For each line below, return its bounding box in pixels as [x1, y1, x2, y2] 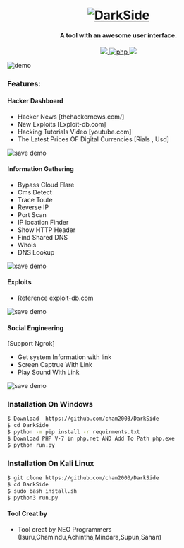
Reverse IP [17, 203, 49, 211]
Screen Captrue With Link [17, 361, 93, 369]
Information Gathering [7, 165, 74, 173]
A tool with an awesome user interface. [59, 31, 178, 40]
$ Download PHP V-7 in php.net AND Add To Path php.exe [7, 435, 175, 443]
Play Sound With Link [17, 368, 80, 377]
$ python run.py [7, 441, 55, 448]
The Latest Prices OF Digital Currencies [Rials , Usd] [17, 134, 169, 144]
